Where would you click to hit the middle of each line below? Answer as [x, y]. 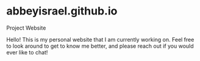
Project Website [26, 28]
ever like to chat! [27, 52]
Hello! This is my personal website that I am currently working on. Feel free [100, 39]
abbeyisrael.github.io [62, 11]
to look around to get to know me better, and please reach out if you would [100, 46]
